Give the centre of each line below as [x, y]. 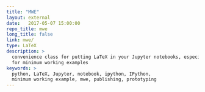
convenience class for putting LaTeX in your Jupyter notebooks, [97, 57]
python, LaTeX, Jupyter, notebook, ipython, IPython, [81, 74]
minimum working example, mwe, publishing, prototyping [84, 79]
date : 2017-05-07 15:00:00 [43, 23]
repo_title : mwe [27, 29]
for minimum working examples [50, 62]
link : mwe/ [20, 40]
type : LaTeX [21, 46]
